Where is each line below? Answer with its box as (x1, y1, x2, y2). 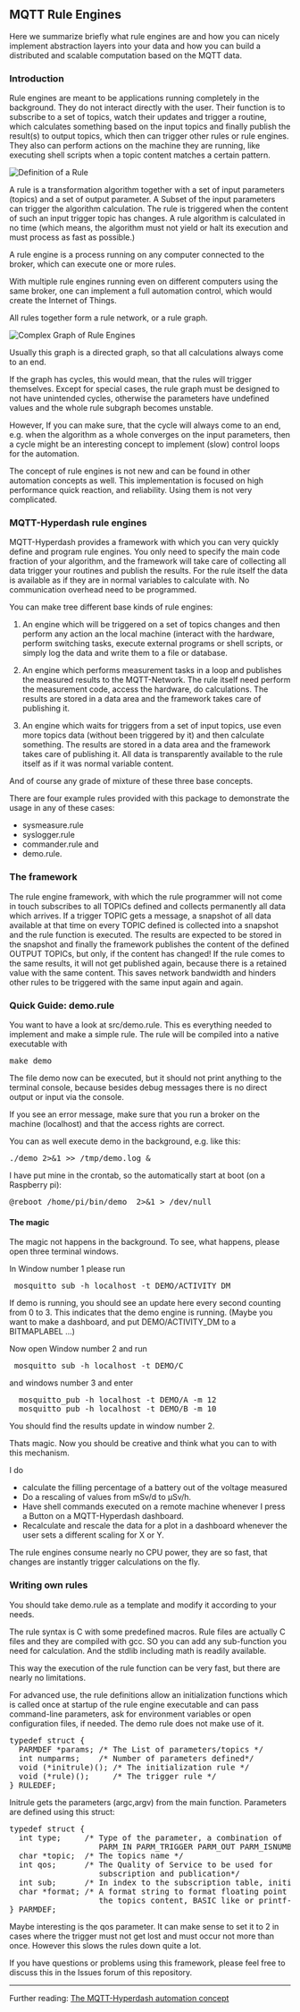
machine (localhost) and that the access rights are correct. (9, 1119, 225, 1129)
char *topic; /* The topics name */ (18, 1850, 184, 1861)
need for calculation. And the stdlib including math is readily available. (9, 1645, 267, 1656)
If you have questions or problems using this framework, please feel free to (9, 1957, 286, 1968)
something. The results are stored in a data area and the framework (21, 739, 271, 750)
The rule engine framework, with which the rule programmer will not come (9, 891, 283, 902)
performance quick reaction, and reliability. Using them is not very (9, 485, 253, 496)
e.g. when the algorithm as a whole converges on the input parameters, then (9, 430, 291, 440)
